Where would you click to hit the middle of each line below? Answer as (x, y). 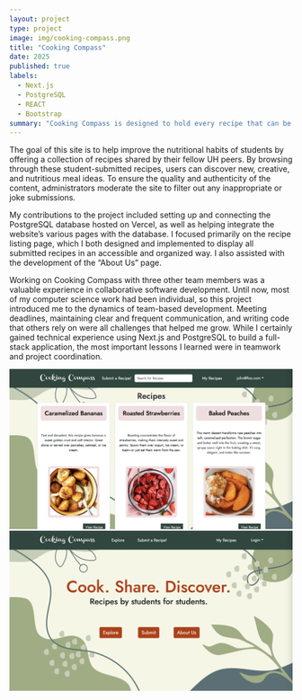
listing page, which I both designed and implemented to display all (132, 244)
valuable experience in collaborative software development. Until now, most (150, 290)
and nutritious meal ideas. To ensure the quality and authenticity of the (140, 179)
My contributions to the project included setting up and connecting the (140, 215)
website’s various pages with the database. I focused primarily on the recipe (151, 235)
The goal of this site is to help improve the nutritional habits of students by (147, 150)
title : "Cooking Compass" (58, 48)
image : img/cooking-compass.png (70, 38)
